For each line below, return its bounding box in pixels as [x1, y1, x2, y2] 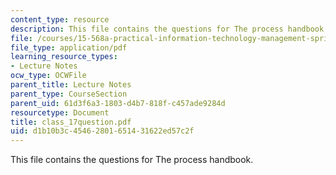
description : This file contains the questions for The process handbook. [10, 24, 329, 34]
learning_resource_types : [10, 52, 118, 62]
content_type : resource [10, 14, 110, 25]
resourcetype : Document [10, 107, 110, 118]
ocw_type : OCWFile [10, 71, 87, 81]
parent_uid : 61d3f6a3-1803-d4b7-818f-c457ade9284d [10, 98, 226, 108]
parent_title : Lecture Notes [10, 80, 132, 90]
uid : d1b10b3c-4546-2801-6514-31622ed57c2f [10, 126, 195, 136]
